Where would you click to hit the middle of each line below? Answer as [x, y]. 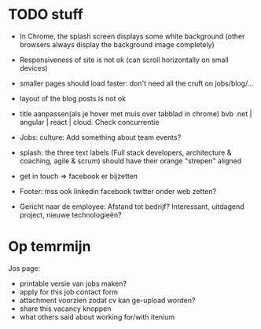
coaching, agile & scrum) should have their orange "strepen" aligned [130, 161]
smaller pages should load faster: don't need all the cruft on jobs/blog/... [136, 83]
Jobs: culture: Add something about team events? [100, 137]
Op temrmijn [50, 247]
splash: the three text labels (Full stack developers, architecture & [125, 152]
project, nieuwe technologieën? [70, 214]
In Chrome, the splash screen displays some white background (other [132, 36]
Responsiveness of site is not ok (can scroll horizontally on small [124, 60]
